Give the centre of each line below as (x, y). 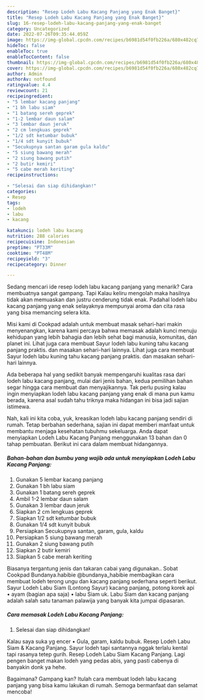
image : (15, 40)
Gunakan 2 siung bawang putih (54, 544)
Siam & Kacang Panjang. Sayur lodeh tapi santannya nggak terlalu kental (97, 648)
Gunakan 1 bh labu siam (45, 486)
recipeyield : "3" (29, 259)
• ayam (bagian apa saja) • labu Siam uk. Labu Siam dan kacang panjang (98, 594)
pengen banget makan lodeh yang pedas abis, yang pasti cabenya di (93, 661)
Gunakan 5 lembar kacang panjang (59, 480)
